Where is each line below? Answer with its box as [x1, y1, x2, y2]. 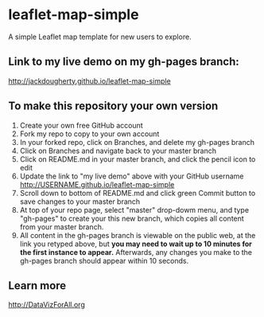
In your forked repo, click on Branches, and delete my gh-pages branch [19, 137, 254, 147]
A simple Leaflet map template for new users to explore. [8, 32, 192, 41]
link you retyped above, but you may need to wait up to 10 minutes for [19, 239, 252, 249]
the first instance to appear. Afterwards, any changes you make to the [19, 247, 253, 256]
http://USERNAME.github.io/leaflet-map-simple [19, 179, 175, 189]
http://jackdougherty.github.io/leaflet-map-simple [8, 76, 171, 85]
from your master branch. [19, 221, 104, 232]
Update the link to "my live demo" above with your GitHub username [19, 171, 244, 181]
